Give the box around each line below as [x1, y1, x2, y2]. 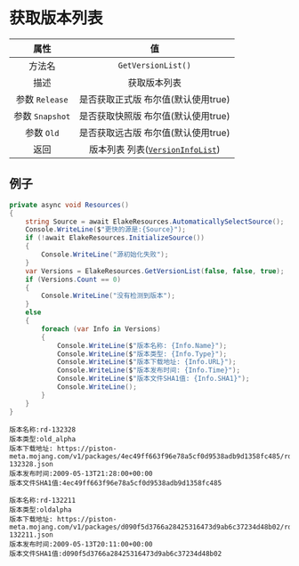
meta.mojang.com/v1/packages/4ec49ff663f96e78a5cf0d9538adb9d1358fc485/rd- [9, 451, 296, 461]
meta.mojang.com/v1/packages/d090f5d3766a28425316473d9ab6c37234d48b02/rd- [9, 522, 296, 531]
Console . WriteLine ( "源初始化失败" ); [41, 250, 169, 259]
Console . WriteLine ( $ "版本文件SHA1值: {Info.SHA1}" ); [56, 375, 250, 384]
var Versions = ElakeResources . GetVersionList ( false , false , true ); [25, 266, 285, 276]
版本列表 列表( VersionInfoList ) [88, 143, 221, 156]
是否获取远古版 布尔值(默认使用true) [78, 126, 230, 139]
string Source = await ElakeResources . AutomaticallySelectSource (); [25, 217, 285, 226]
